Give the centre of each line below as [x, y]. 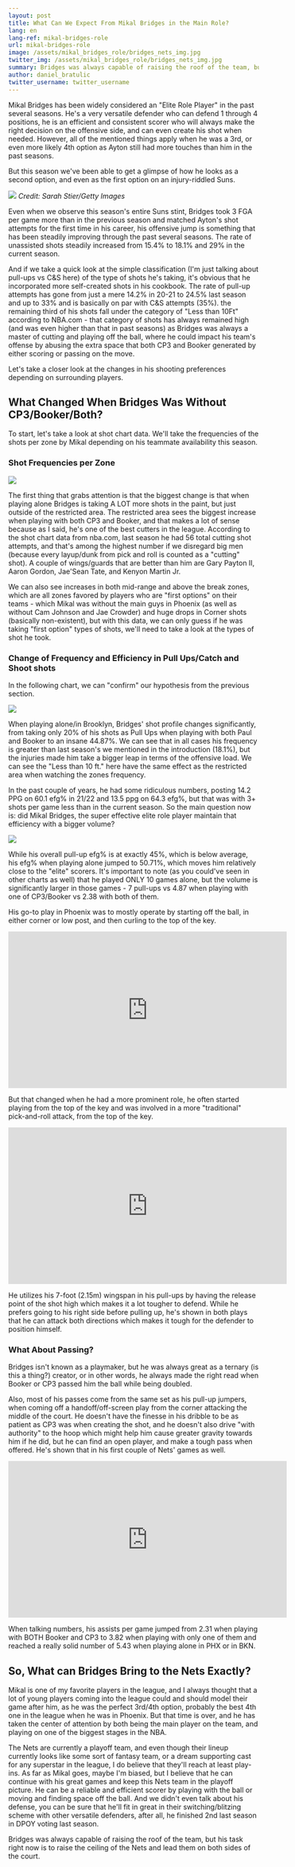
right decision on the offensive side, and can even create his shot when [125, 130]
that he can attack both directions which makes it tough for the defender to [131, 1321]
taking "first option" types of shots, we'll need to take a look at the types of [131, 628]
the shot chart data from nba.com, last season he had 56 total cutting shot [130, 537]
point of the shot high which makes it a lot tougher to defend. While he [124, 1303]
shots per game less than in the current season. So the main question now [130, 807]
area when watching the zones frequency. [77, 774]
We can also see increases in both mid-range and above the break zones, [129, 586]
